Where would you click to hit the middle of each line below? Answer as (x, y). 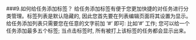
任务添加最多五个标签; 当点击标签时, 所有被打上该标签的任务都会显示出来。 (98, 31)
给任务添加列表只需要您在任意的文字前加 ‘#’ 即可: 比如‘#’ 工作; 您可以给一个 (98, 23)
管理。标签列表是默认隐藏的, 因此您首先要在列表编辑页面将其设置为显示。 (101, 16)
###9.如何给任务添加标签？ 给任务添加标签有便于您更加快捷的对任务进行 (95, 9)
